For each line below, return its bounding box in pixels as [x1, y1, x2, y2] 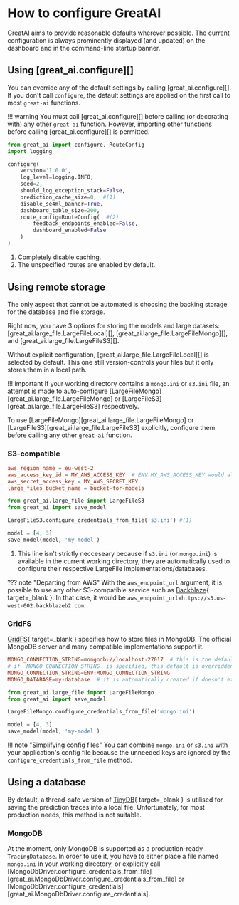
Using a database [7, 776, 87, 788]
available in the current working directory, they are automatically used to [17, 557, 230, 565]
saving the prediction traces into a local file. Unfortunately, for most [7, 802, 205, 811]
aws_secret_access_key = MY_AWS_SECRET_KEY [7, 478, 139, 485]
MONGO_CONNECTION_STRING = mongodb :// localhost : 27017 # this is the [7, 656, 212, 664]
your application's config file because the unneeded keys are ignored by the [7, 748, 231, 757]
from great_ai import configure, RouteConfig [7, 141, 144, 148]
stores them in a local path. [7, 365, 87, 374]
